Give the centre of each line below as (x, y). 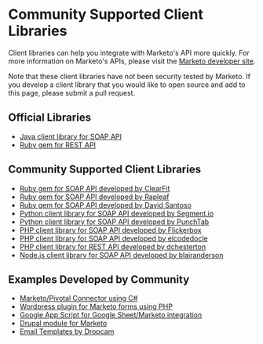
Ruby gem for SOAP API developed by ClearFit (95, 188)
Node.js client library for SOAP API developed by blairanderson (121, 255)
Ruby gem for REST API (58, 145)
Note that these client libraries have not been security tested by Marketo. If (130, 76)
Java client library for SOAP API (71, 136)
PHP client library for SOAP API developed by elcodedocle (113, 238)
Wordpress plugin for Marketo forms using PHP (96, 306)
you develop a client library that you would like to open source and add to (127, 85)
